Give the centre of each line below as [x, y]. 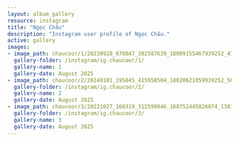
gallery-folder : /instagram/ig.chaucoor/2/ [79, 87]
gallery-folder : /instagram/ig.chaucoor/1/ [79, 61]
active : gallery [31, 41]
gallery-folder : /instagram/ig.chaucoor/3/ [79, 113]
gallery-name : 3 [38, 120]
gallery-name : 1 [38, 67]
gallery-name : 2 [38, 93]
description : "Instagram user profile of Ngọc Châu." [89, 34]
